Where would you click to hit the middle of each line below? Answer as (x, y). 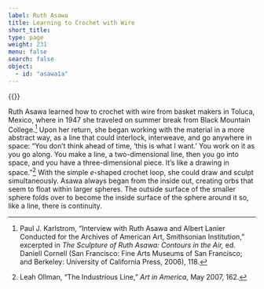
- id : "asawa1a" (42, 74)
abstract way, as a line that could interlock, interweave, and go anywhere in (130, 137)
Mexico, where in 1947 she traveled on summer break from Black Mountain (130, 119)
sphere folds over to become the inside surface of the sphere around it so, (128, 197)
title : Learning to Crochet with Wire (71, 23)
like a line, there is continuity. (55, 206)
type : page (26, 37)
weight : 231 (27, 45)
